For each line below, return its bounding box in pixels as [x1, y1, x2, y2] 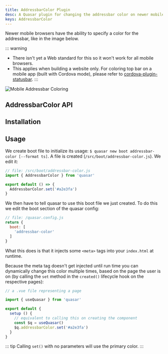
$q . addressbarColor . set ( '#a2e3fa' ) [14, 325, 88, 330]
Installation [5, 118, 41, 126]
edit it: [5, 158, 18, 164]
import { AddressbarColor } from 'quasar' [5, 173, 95, 178]
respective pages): [5, 278, 44, 284]
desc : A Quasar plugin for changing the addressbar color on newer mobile [5, 12, 164, 17]
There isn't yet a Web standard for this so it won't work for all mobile [12, 55, 154, 61]
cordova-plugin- [123, 71, 158, 77]
